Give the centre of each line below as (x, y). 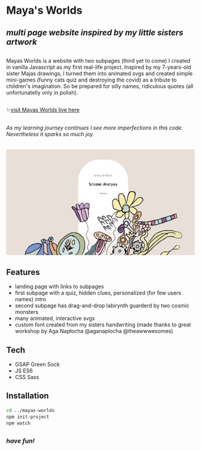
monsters (27, 312)
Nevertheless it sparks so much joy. (50, 134)
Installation (28, 396)
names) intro (31, 299)
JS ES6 (24, 370)
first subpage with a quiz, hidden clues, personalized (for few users (98, 293)
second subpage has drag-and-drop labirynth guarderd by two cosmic (102, 305)
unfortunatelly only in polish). (42, 92)
